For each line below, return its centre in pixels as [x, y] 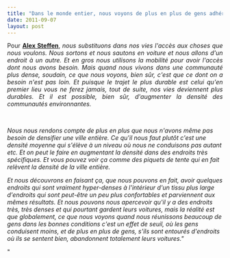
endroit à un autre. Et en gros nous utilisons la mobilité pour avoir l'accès [115, 60]
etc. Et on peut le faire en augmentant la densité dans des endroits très [107, 152]
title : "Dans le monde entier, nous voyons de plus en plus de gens [107, 13]
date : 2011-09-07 [32, 20]
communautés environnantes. [49, 104]
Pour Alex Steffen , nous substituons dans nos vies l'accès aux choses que [115, 46]
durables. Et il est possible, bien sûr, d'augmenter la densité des [115, 97]
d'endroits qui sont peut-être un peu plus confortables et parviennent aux [111, 195]
